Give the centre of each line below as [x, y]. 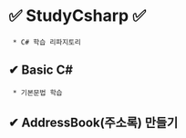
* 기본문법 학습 [37, 93]
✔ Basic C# [41, 70]
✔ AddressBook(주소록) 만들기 [93, 123]
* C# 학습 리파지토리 [46, 42]
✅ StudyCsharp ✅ [77, 16]
